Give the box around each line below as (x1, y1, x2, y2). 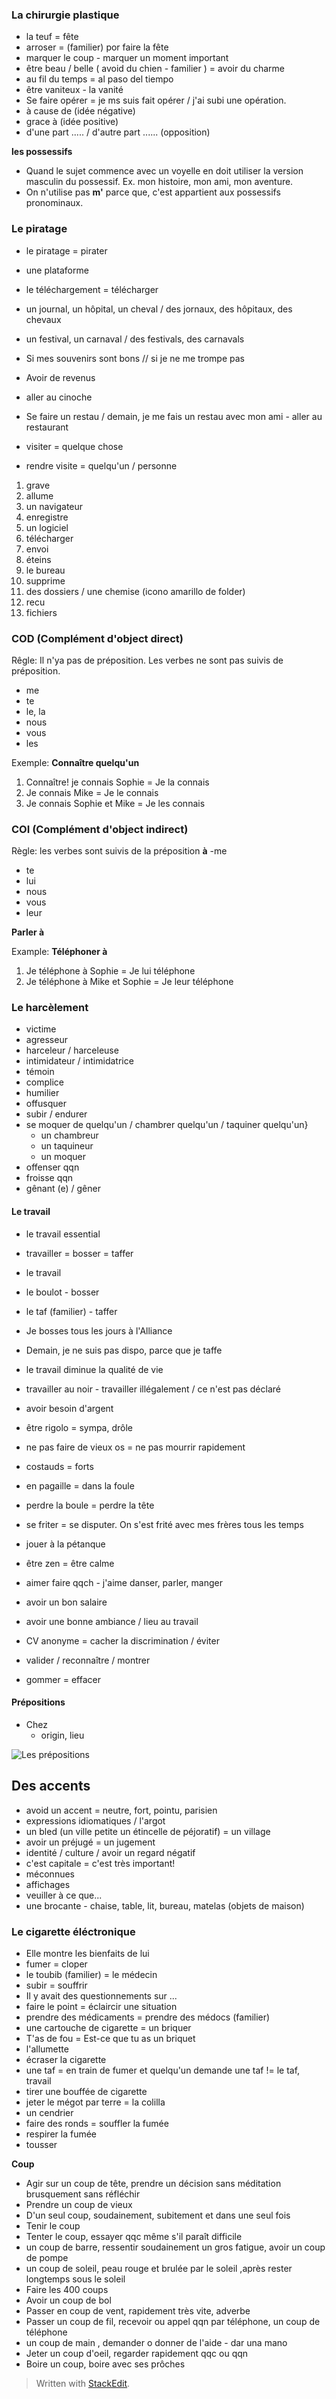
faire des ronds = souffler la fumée (25, 2118, 169, 2129)
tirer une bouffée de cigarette (25, 2086, 148, 2097)
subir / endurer (25, 1108, 88, 1120)
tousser (25, 2139, 58, 2150)
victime (25, 1023, 57, 1035)
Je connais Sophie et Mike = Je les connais (25, 797, 206, 809)
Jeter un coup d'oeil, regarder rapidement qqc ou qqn (25, 2348, 249, 2359)
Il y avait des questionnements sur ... (25, 1990, 178, 2002)
